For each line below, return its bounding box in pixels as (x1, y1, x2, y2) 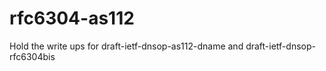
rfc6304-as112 (9, 7, 135, 30)
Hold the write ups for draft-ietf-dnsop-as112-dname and (9, 40, 244, 52)
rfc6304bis (9, 50, 56, 62)
